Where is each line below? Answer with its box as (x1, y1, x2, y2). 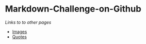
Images (12, 29, 27, 34)
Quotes (12, 34, 27, 40)
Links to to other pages (5, 19, 51, 25)
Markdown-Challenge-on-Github (5, 3, 142, 15)
